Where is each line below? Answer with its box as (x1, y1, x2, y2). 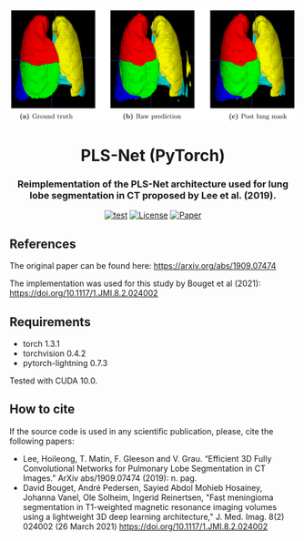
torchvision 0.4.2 (22, 348, 86, 359)
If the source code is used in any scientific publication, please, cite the (9, 425, 274, 436)
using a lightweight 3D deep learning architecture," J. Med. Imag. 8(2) (22, 511, 285, 522)
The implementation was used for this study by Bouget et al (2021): (9, 278, 261, 289)
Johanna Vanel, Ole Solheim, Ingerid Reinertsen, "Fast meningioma (22, 492, 274, 503)
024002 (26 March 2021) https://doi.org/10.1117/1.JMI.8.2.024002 (22, 521, 269, 532)
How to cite (9, 402, 76, 417)
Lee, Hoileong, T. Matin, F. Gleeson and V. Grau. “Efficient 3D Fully (22, 453, 272, 464)
